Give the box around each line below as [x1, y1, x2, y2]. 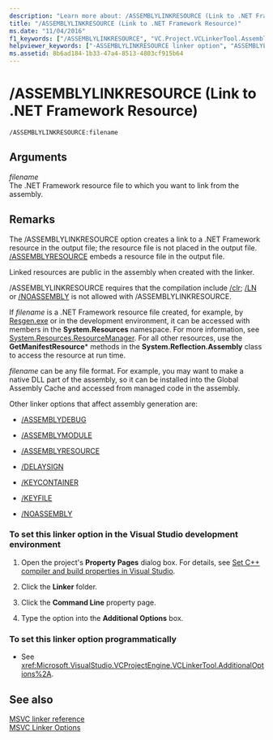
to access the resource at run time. [9, 350, 126, 360]
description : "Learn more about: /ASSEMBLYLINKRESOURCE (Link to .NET [9, 11, 253, 20]
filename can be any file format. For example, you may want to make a [9, 366, 244, 375]
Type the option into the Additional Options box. [20, 613, 184, 622]
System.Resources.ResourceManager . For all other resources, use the [9, 333, 242, 343]
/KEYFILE [20, 493, 53, 503]
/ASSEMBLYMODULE [20, 430, 92, 440]
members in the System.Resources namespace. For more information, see [9, 324, 260, 334]
